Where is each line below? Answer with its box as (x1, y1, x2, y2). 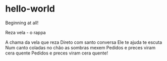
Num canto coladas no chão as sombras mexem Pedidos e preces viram (5, 44, 155, 50)
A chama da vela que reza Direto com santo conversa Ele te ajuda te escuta (5, 39, 162, 45)
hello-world (5, 3, 55, 15)
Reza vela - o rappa (5, 29, 46, 35)
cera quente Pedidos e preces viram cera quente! (5, 50, 108, 56)
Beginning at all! (5, 20, 39, 26)
